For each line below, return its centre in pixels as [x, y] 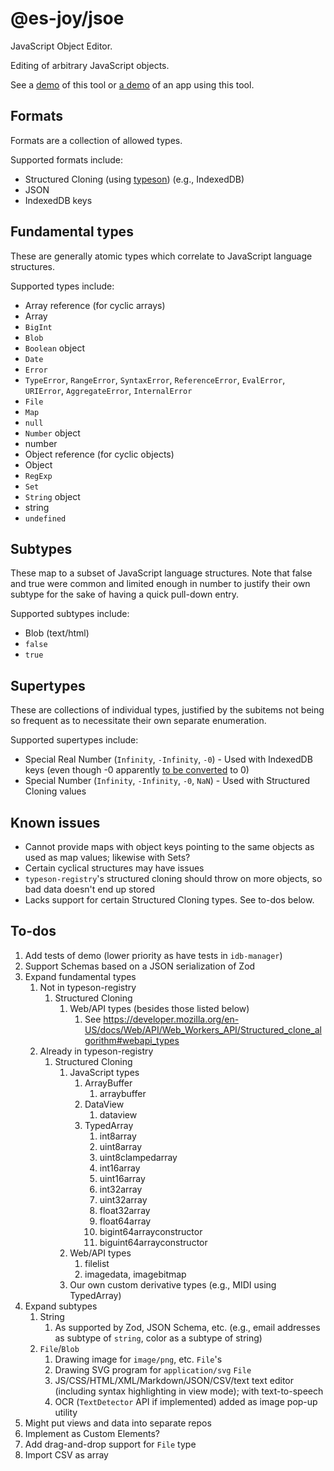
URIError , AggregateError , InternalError [108, 390]
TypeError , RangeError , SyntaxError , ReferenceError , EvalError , [155, 379]
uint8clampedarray [138, 1157]
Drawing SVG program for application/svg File [153, 1369]
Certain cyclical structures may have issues [114, 868]
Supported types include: [62, 286]
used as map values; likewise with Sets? [107, 857]
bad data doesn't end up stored [89, 889]
